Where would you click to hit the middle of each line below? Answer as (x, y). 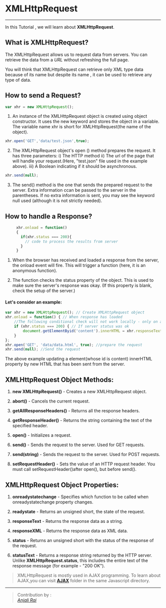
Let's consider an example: (34, 302)
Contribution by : (34, 595)
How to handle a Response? (49, 216)
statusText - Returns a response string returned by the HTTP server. (82, 555)
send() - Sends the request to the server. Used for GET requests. (78, 445)
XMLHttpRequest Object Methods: (60, 380)
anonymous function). (35, 271)
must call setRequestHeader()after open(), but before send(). (74, 469)
